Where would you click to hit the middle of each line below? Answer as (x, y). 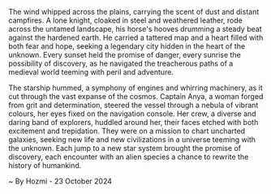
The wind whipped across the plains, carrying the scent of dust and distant (134, 12)
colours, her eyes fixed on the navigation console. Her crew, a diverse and (133, 114)
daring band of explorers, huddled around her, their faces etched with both (133, 122)
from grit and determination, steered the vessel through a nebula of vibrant (133, 105)
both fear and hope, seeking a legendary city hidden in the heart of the (127, 46)
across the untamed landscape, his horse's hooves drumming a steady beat (135, 29)
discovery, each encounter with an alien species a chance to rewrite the (129, 157)
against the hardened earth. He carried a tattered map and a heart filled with (136, 37)
